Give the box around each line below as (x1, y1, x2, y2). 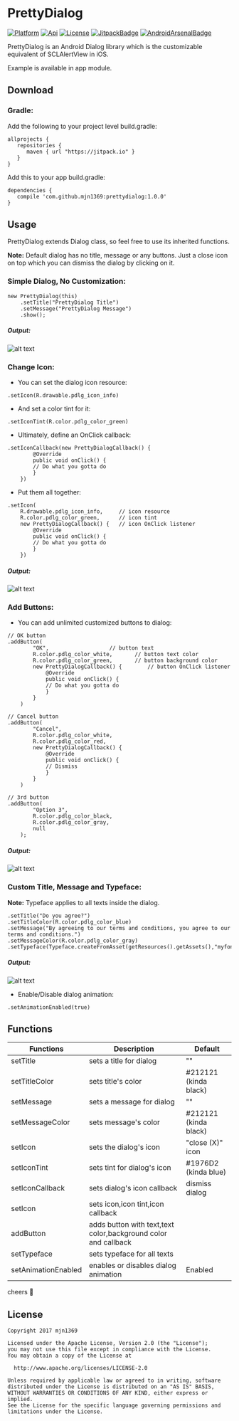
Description (113, 1044, 154, 1054)
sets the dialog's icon (88, 1142, 160, 1152)
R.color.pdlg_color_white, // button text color (33, 651, 199, 658)
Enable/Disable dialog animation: (17, 990, 114, 998)
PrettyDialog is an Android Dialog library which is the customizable (7, 42, 203, 51)
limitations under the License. (7, 1408, 103, 1415)
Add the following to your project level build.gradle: (7, 122, 158, 130)
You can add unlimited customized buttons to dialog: (17, 618, 172, 627)
